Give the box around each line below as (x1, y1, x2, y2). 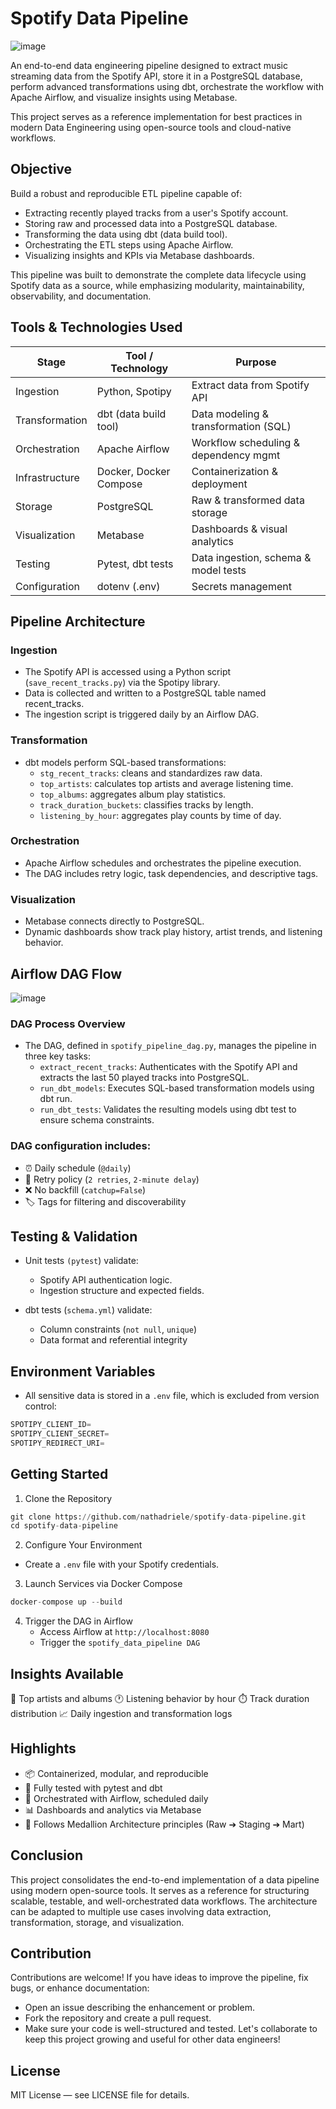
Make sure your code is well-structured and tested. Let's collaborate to (24, 2023, 318, 2035)
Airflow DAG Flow (10, 965, 123, 982)
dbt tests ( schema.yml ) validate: (24, 1304, 153, 1316)
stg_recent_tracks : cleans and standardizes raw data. (39, 767, 263, 779)
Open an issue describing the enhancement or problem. (24, 2002, 255, 2014)
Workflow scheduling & (191, 435, 301, 449)
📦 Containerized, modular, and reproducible (24, 1767, 209, 1779)
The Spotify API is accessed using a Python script (24, 666, 232, 678)
